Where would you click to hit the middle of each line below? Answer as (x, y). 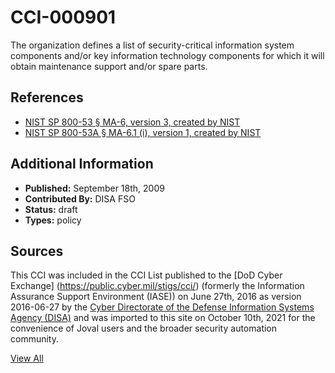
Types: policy (53, 220)
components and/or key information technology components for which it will (167, 55)
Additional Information (82, 164)
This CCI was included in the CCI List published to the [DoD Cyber (146, 275)
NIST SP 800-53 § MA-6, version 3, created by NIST (132, 122)
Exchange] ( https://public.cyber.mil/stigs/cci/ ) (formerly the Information (157, 286)
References (47, 97)
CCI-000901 (63, 17)
